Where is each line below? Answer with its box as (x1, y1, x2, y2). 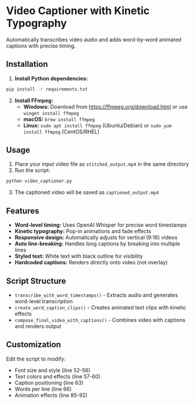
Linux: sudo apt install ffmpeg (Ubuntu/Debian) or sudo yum (23, 122, 172, 129)
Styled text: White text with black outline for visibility (14, 253, 143, 260)
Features (6, 206, 39, 216)
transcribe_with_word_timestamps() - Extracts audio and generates (14, 291, 178, 298)
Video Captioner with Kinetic (6, 4, 150, 18)
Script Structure (6, 276, 66, 286)
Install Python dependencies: (14, 75, 88, 82)
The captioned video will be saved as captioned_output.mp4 (14, 189, 159, 196)
